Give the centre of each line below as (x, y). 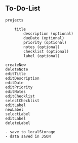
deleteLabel (18, 123)
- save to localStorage (30, 132)
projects (14, 20)
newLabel (14, 109)
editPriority (19, 87)
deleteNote (17, 69)
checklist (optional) (46, 51)
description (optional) (48, 33)
